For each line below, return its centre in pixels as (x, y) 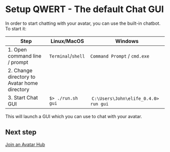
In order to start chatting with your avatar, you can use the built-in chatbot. (83, 23)
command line (25, 56)
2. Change (20, 70)
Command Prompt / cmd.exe (120, 56)
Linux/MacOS (67, 41)
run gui (99, 104)
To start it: (16, 28)
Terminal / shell (67, 56)
